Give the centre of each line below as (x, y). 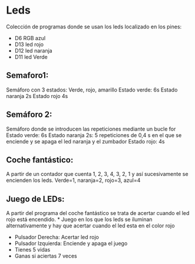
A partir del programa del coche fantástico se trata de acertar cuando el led (98, 213)
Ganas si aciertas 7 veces (46, 256)
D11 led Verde (31, 57)
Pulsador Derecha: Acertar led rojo (57, 237)
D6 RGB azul (30, 38)
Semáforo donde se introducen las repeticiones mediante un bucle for (91, 129)
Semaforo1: (27, 75)
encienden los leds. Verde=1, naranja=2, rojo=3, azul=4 (73, 180)
